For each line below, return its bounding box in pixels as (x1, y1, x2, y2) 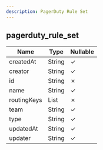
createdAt (9, 58, 36, 66)
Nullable (70, 48, 94, 56)
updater (9, 134, 31, 142)
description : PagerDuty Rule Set (6, 8, 88, 15)
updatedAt (9, 125, 38, 133)
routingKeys (9, 96, 42, 104)
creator (9, 67, 29, 75)
